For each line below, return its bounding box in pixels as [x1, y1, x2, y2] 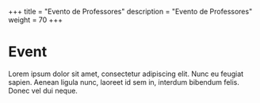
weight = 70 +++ [8, 15, 63, 25]
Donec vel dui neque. [8, 86, 78, 95]
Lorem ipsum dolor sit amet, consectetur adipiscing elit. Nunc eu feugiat [8, 69, 244, 78]
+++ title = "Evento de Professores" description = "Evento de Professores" [8, 7, 253, 16]
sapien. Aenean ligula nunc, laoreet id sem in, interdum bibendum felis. [8, 77, 240, 86]
